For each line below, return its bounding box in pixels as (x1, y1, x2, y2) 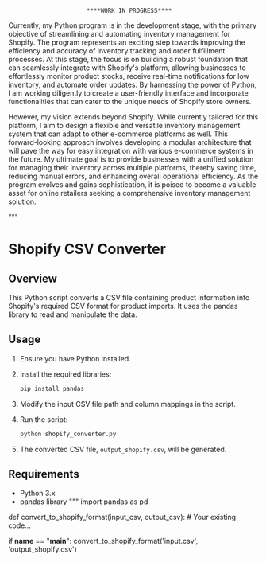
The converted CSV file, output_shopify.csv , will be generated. (19, 444, 227, 454)
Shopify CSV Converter (8, 240, 167, 258)
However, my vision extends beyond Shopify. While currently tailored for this (8, 112, 259, 122)
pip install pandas (19, 384, 85, 392)
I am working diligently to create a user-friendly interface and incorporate (8, 88, 249, 98)
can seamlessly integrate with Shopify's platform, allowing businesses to (8, 63, 246, 72)
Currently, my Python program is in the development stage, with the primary (8, 21, 257, 30)
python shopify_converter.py (19, 430, 117, 438)
